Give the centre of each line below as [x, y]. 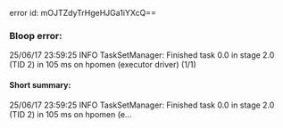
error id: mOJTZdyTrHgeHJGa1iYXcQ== [83, 13]
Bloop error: [36, 36]
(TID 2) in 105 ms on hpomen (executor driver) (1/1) [103, 65]
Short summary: [40, 84]
